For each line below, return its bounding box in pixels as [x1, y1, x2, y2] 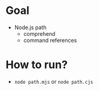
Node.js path [14, 24, 46, 31]
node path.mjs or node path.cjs [14, 78, 94, 85]
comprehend [23, 30, 56, 37]
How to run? [5, 58, 68, 72]
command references [23, 36, 77, 44]
